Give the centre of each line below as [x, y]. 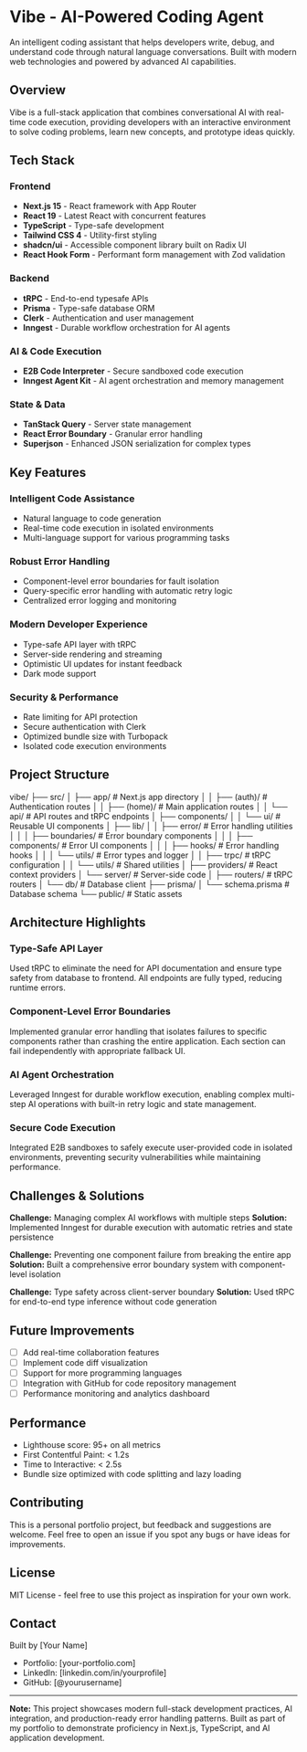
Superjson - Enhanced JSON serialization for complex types [137, 444]
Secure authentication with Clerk [84, 726]
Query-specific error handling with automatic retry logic [127, 591]
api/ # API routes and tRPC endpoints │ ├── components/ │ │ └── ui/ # [145, 816]
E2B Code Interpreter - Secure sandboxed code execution [133, 371]
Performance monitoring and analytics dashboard [116, 1394]
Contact [33, 1624]
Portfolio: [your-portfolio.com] [79, 1663]
